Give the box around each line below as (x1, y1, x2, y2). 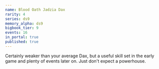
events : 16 (5, 30, 28, 35)
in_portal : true (5, 35, 39, 40)
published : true (5, 39, 39, 44)
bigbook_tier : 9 (5, 26, 39, 31)
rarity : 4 (5, 12, 26, 17)
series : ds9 (5, 16, 30, 21)
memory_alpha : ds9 (5, 21, 43, 26)
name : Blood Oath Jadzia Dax (5, 7, 65, 12)
